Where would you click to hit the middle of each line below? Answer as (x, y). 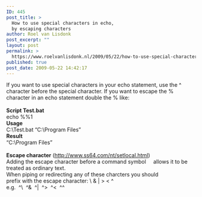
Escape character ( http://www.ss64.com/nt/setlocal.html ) (78, 155)
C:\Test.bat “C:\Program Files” (44, 130)
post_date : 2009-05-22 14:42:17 (47, 68)
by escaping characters (41, 29)
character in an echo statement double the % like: (68, 98)
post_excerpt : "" (28, 40)
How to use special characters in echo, (63, 23)
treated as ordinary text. (36, 168)
